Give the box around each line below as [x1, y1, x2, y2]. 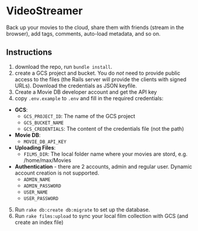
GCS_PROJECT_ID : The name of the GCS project [23, 112, 135, 119]
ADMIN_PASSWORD [23, 183, 61, 189]
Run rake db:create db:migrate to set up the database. [14, 206, 150, 213]
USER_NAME [23, 189, 49, 195]
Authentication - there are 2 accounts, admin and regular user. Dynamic [14, 163, 193, 170]
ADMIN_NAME [23, 176, 51, 182]
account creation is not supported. [14, 169, 100, 176]
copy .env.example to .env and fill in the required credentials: [14, 94, 164, 102]
